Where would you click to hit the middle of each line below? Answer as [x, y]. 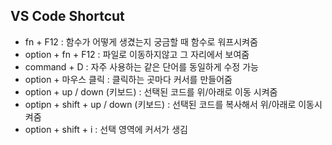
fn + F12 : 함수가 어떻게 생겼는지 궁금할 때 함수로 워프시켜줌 [141, 41]
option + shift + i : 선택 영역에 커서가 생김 [106, 129]
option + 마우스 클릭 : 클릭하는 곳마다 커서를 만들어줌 [128, 79]
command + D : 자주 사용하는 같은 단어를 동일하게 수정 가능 [141, 66]
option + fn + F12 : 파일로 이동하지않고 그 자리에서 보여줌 [137, 54]
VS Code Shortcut [67, 16]
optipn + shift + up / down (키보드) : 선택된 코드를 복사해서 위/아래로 [160, 104]
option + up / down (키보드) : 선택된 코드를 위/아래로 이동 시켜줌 [151, 91]
